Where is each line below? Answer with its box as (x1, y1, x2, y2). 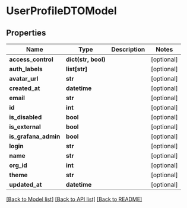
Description (111, 46, 145, 53)
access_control (9, 55, 53, 63)
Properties (6, 28, 46, 38)
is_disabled (9, 113, 42, 121)
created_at (9, 84, 40, 92)
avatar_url (9, 75, 39, 82)
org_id (9, 161, 28, 169)
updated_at (9, 181, 42, 188)
